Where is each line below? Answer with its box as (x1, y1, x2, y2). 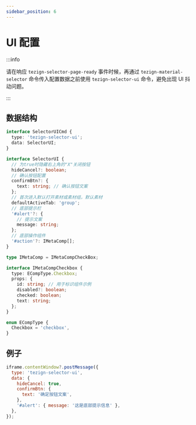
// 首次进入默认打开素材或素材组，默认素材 (11, 195, 103, 200)
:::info (6, 55, 20, 62)
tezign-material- (140, 69, 184, 75)
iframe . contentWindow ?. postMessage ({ (6, 364, 99, 370)
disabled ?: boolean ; (16, 287, 67, 293)
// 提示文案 (16, 216, 42, 222)
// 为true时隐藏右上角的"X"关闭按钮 (11, 162, 91, 167)
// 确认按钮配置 (11, 172, 46, 179)
